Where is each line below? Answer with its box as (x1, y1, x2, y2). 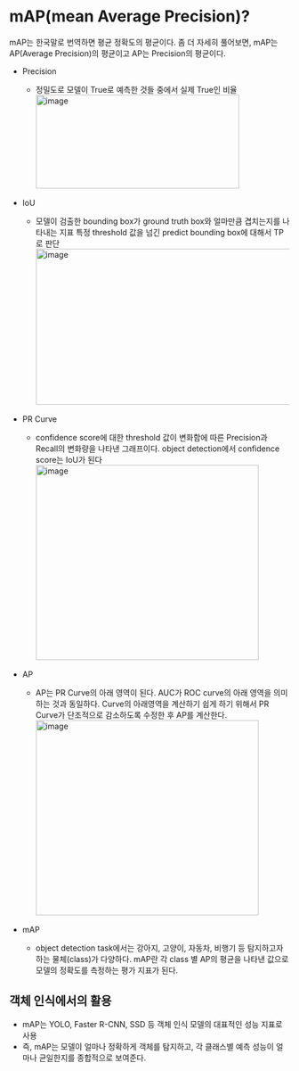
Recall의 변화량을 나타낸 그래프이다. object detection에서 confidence (35, 443, 280, 454)
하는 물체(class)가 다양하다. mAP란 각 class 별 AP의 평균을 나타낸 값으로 (35, 953, 289, 964)
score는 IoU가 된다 (35, 454, 102, 465)
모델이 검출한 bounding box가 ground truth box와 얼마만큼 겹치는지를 (35, 216, 281, 227)
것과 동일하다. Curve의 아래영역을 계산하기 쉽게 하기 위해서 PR (52, 698, 270, 709)
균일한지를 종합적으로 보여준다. (38, 1052, 147, 1063)
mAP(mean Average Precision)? (9, 6, 251, 27)
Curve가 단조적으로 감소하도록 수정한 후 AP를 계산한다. (35, 709, 228, 720)
